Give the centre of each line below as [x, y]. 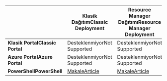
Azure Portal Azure [30, 57]
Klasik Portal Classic [32, 43]
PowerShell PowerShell [35, 71]
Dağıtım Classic [90, 22]
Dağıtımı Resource [140, 22]
